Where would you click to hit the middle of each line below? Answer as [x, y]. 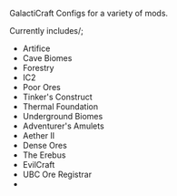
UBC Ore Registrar [57, 174]
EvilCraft [39, 165]
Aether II [39, 135]
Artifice [36, 48]
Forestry [38, 68]
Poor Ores [41, 87]
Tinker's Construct [57, 97]
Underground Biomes [63, 116]
